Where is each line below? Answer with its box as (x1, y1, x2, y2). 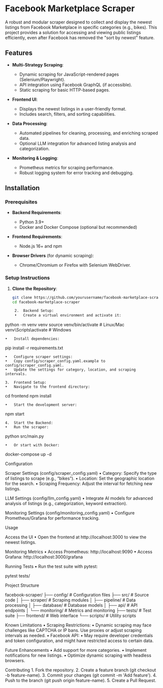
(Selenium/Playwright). (19, 76, 66, 82)
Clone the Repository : (12, 286, 57, 291)
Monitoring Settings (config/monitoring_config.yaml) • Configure (5, 510, 135, 516)
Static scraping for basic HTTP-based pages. (19, 87, 110, 93)
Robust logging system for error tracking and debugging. (19, 170, 134, 176)
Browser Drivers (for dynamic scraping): (12, 253, 94, 259)
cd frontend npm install (5, 393, 52, 399)
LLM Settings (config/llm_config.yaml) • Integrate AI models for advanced (5, 495, 153, 501)
